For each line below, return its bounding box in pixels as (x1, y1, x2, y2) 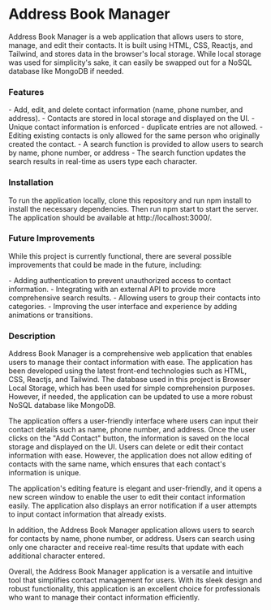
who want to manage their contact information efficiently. (8, 593, 200, 603)
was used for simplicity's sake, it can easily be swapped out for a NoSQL (8, 58, 252, 67)
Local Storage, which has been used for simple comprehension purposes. (8, 383, 256, 393)
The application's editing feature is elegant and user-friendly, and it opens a (8, 483, 262, 493)
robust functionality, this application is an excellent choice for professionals (8, 584, 261, 594)
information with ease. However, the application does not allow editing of (8, 451, 252, 461)
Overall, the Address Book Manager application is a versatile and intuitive (8, 567, 253, 577)
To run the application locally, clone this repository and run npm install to (8, 195, 252, 205)
